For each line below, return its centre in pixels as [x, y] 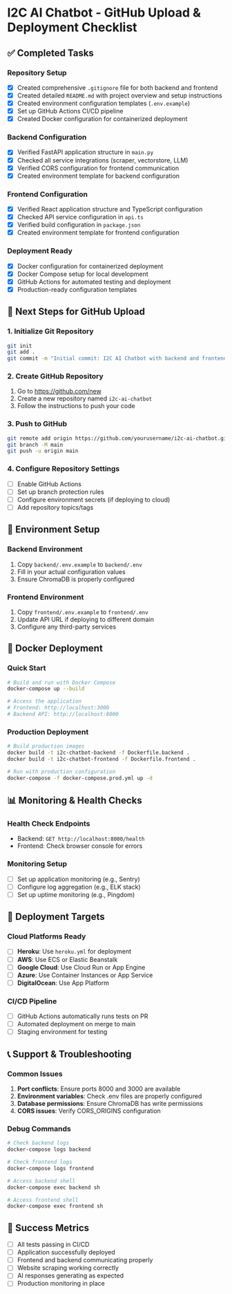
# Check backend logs [38, 1143]
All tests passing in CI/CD [53, 1245]
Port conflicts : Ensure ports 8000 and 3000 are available [99, 1089]
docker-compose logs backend [49, 1149]
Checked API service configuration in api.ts [80, 217]
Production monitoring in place [61, 1284]
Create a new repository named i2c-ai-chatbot [85, 398]
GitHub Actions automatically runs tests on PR [83, 1016]
